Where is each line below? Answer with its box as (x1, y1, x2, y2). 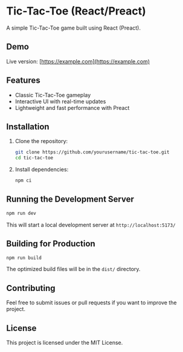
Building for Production (6, 238, 95, 249)
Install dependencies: (14, 166, 69, 173)
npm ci (14, 178, 32, 184)
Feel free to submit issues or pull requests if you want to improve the (6, 299, 177, 306)
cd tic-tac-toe (14, 155, 54, 161)
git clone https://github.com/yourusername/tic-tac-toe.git (14, 149, 170, 155)
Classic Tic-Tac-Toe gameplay (14, 91, 91, 98)
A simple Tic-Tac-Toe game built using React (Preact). (6, 24, 141, 31)
